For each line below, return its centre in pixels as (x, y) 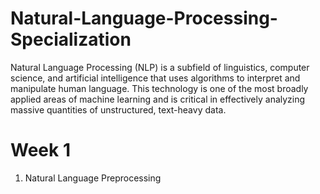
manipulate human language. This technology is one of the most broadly (159, 88)
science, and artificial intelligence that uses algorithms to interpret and (155, 78)
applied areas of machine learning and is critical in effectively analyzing (158, 99)
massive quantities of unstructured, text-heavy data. (118, 109)
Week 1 (40, 150)
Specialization (71, 39)
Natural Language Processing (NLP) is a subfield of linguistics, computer (160, 67)
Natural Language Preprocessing (93, 178)
